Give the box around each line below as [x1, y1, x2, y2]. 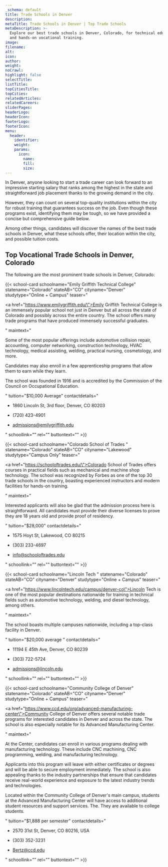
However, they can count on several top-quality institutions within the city [5, 200, 157, 206]
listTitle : [5, 82, 28, 87]
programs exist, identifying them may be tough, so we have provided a [5, 210, 151, 216]
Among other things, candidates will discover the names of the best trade [5, 225, 156, 231]
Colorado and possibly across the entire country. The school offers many [5, 313, 156, 319]
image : [5, 40, 19, 45]
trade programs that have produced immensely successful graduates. [5, 318, 149, 324]
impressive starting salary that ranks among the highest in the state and [5, 185, 153, 191]
